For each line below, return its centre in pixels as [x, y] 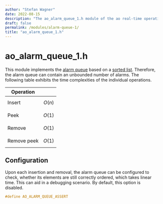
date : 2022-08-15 [23, 14]
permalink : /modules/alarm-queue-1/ [42, 28]
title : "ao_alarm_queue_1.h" [34, 32]
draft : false [18, 23]
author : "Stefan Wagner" [30, 9]
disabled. [14, 187]
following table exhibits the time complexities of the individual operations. [78, 80]
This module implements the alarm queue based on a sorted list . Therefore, [80, 69]
